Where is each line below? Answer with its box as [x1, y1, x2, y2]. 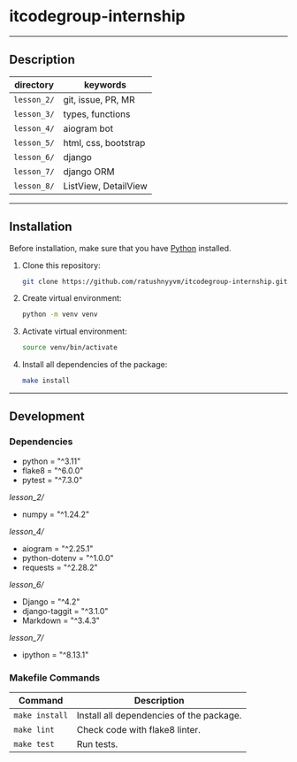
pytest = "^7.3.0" [21, 474, 83, 485]
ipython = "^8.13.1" [21, 649, 89, 660]
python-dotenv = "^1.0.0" [21, 552, 114, 563]
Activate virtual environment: [21, 326, 127, 337]
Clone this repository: [21, 259, 101, 271]
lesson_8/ [13, 181, 55, 191]
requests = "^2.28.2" [21, 562, 99, 573]
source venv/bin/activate [21, 343, 118, 352]
